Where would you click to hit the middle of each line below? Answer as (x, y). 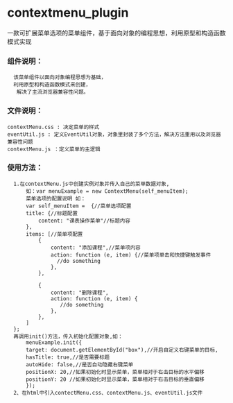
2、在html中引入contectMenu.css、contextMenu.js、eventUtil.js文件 (108, 393)
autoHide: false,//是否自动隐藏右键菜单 (79, 365)
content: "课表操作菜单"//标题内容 (84, 221)
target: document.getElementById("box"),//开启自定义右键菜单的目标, (122, 350)
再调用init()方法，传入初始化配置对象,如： (68, 336)
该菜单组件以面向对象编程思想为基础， (60, 78)
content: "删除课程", (80, 293)
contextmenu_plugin (68, 13)
